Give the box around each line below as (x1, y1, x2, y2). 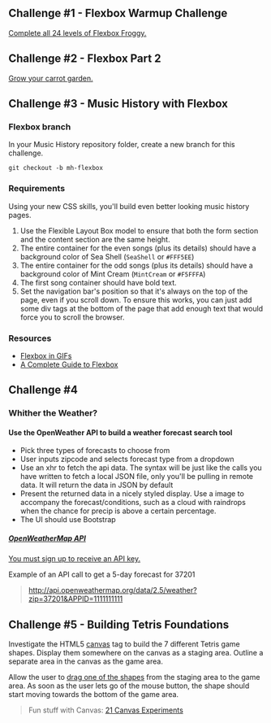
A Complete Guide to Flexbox (19, 359, 118, 369)
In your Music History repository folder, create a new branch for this (8, 140, 235, 150)
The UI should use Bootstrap (19, 515, 116, 525)
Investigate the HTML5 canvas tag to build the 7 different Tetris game (8, 639, 241, 649)
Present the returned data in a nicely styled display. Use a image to (19, 489, 245, 499)
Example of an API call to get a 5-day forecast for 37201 (8, 569, 196, 580)
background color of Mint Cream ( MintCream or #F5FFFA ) (19, 268, 206, 279)
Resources (8, 333, 52, 344)
